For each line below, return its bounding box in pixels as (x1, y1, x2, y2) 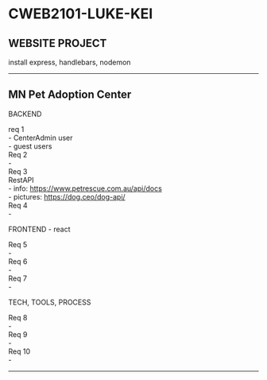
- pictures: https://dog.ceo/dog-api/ (8, 192, 126, 201)
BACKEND (8, 109, 42, 118)
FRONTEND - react (8, 224, 71, 234)
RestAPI (8, 175, 34, 184)
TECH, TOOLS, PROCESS (8, 297, 91, 307)
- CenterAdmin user (8, 133, 73, 142)
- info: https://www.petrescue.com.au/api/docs (8, 184, 163, 193)
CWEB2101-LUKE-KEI (8, 5, 153, 23)
